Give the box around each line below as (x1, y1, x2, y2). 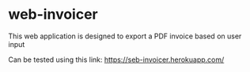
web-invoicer (8, 5, 98, 23)
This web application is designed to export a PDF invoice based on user (8, 31, 242, 41)
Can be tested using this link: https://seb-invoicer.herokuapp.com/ (8, 55, 225, 64)
